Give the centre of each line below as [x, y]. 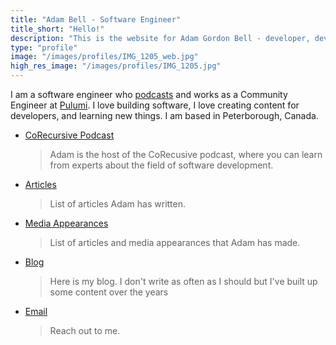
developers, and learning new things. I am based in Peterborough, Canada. [164, 115]
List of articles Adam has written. [118, 204]
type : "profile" [44, 47]
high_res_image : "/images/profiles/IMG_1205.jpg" [116, 66]
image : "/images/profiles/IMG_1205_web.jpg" [104, 57]
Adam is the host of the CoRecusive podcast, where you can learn [186, 154]
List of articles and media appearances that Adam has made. [175, 242]
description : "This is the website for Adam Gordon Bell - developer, [160, 38]
